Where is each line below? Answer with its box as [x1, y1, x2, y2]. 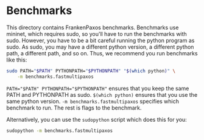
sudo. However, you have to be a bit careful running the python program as [6, 37, 195, 44]
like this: [6, 56, 27, 63]
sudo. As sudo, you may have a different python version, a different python [6, 43, 194, 51]
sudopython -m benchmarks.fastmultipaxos [6, 127, 113, 134]
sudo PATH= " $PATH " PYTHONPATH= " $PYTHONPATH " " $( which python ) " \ [6, 68, 176, 74]
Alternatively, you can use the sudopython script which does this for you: [6, 116, 187, 123]
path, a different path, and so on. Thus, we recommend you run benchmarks [6, 49, 198, 57]
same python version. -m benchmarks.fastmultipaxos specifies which [6, 97, 180, 105]
